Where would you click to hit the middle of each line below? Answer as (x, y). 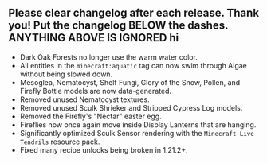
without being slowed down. (66, 74)
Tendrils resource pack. (60, 142)
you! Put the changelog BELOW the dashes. (118, 26)
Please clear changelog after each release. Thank (134, 13)
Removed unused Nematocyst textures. (84, 99)
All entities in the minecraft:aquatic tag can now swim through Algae (133, 65)
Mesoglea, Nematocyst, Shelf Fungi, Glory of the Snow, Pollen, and (130, 82)
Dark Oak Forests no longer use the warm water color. (108, 57)
